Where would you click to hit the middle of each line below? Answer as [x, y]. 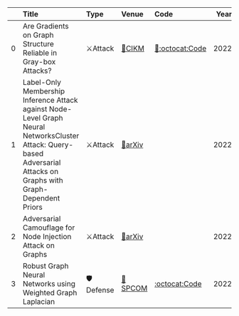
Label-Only [42, 82]
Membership [44, 91]
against [35, 109]
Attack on [38, 245]
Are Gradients [46, 26]
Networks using [49, 284]
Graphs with [43, 180]
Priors [32, 207]
